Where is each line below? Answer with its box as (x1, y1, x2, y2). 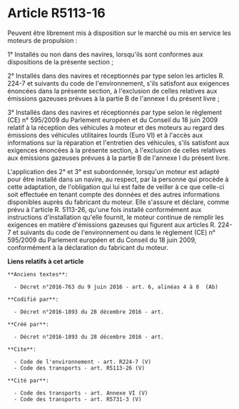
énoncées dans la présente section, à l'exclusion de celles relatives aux (7, 86, 218, 95)
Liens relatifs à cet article (7, 257, 84, 266)
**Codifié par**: (7, 296, 59, 303)
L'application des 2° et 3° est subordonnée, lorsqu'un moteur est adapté (7, 167, 220, 176)
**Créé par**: (7, 320, 50, 328)
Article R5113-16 (7, 5, 106, 21)
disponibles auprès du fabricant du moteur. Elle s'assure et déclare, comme (7, 198, 230, 206)
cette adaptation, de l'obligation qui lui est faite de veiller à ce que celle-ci (7, 182, 225, 191)
